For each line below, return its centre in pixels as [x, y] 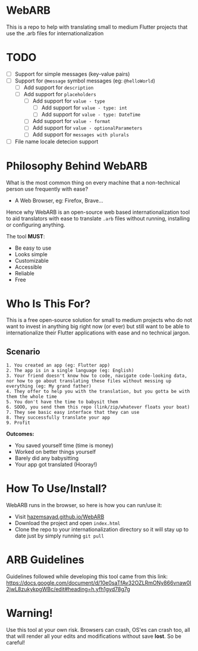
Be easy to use [33, 248]
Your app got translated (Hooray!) [56, 465]
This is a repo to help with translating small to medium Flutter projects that [97, 27]
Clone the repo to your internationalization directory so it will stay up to [102, 530]
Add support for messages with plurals [81, 134]
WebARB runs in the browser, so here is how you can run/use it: [84, 505]
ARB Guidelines [45, 560]
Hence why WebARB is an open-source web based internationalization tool [98, 212]
